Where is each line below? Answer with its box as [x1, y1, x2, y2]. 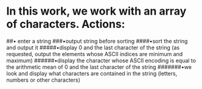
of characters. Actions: [6, 17, 125, 31]
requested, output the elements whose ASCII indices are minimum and [6, 50, 183, 57]
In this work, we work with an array [6, 4, 187, 18]
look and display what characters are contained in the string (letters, [6, 69, 178, 77]
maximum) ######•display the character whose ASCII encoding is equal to [6, 57, 197, 64]
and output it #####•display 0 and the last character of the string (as [6, 44, 180, 51]
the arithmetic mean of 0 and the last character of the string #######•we [6, 63, 192, 71]
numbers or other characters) [6, 76, 81, 84]
